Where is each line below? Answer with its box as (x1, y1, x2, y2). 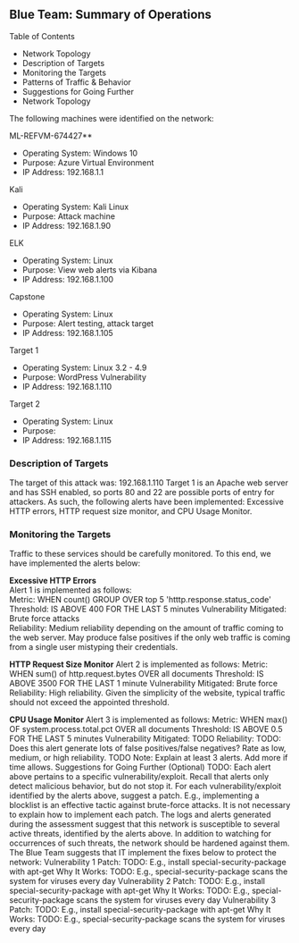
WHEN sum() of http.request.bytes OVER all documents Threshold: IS (9, 669, 265, 679)
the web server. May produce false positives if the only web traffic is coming (9, 632, 291, 643)
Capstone (9, 290, 46, 302)
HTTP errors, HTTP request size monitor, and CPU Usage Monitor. (9, 506, 253, 517)
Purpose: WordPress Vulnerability (21, 371, 147, 383)
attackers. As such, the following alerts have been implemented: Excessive (9, 496, 284, 508)
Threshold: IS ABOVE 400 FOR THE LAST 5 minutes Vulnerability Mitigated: (9, 603, 287, 615)
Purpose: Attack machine (21, 210, 116, 222)
